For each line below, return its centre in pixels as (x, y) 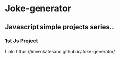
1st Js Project (21, 41)
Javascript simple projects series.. (60, 27)
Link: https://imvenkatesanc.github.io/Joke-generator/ (60, 51)
